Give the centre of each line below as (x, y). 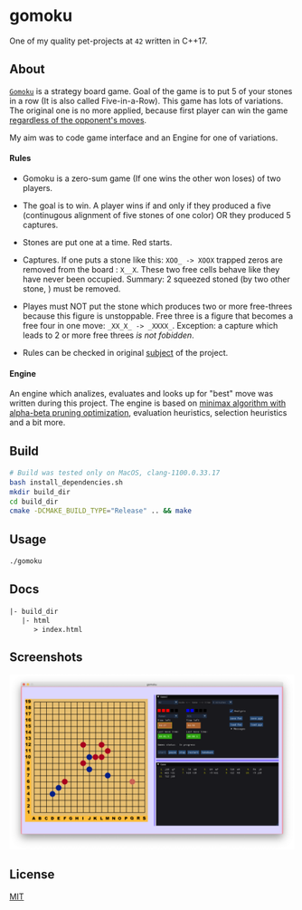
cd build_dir (34, 502)
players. (37, 187)
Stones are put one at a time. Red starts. (97, 242)
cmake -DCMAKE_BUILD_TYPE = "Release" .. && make (101, 511)
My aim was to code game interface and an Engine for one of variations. (144, 138)
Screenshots (46, 657)
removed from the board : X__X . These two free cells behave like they (151, 269)
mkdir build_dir (40, 492)
